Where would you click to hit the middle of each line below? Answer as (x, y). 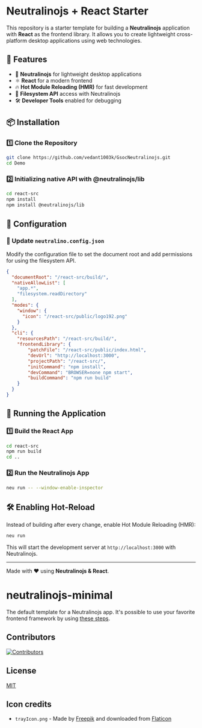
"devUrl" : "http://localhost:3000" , (74, 356)
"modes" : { (25, 306)
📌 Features (27, 59)
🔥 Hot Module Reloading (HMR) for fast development (81, 87)
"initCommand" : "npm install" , (67, 367)
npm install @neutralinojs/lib (45, 205)
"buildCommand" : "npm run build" (70, 378)
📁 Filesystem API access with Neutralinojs (68, 93)
